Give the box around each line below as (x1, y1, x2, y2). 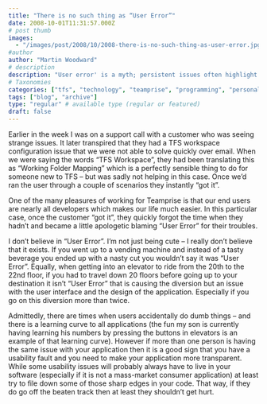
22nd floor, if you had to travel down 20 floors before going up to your (8, 270, 238, 279)
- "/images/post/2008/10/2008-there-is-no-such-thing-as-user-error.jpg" (15, 41, 265, 49)
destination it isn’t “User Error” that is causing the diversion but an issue (8, 279, 244, 288)
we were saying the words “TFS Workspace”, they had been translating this (8, 155, 255, 164)
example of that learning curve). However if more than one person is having (8, 336, 256, 346)
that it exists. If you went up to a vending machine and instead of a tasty (8, 245, 244, 254)
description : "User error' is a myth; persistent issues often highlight (8, 71, 258, 79)
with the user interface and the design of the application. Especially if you (8, 287, 250, 297)
